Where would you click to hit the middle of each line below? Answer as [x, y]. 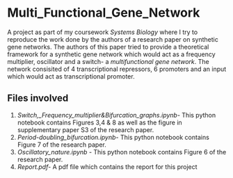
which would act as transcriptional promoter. [71, 76]
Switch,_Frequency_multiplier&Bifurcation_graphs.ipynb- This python [116, 115]
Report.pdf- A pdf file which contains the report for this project [107, 167]
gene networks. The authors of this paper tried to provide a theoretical [108, 47]
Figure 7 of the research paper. [62, 145]
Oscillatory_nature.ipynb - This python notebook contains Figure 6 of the [122, 152]
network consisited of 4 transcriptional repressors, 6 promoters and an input [117, 69]
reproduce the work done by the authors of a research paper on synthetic [113, 39]
